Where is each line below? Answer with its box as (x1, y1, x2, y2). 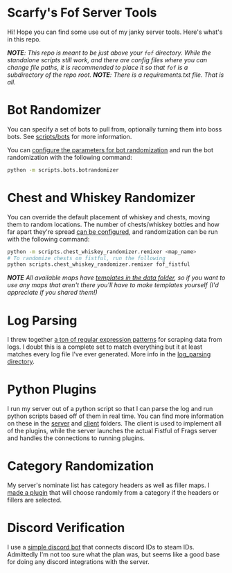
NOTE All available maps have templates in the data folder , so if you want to (7, 273, 226, 282)
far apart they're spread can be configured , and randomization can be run (7, 227, 218, 236)
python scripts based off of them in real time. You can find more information (7, 412, 224, 420)
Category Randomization (7, 458, 154, 474)
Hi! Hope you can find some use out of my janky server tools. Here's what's (7, 28, 223, 36)
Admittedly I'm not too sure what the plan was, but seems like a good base (7, 550, 220, 558)
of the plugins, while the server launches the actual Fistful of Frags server (7, 427, 217, 435)
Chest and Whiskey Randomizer (7, 190, 195, 206)
